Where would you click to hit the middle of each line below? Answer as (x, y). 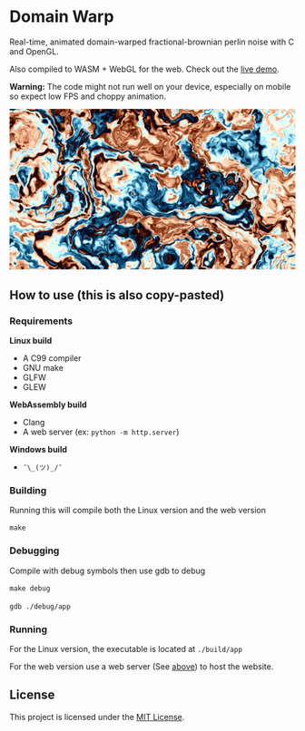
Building (28, 491)
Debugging (34, 551)
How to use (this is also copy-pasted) (117, 295)
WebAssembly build (49, 404)
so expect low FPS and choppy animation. (88, 96)
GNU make (43, 368)
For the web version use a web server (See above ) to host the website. (142, 667)
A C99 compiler (52, 358)
